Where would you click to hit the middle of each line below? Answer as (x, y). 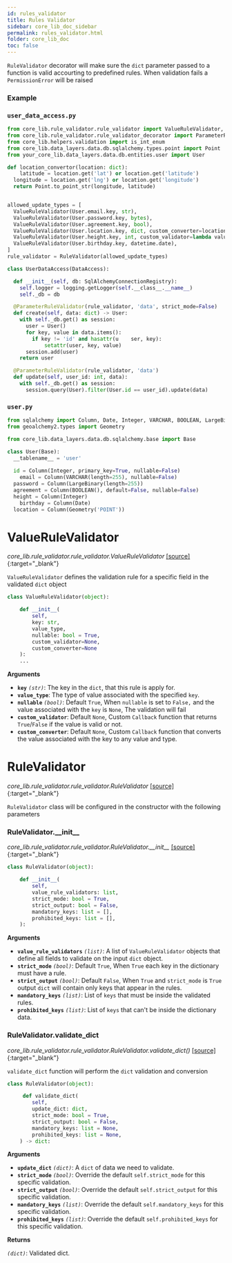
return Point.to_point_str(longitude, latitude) (85, 187)
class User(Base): (33, 451)
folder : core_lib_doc (38, 39)
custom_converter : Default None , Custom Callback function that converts (119, 732)
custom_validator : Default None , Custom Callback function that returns (117, 717)
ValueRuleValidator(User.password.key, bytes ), (83, 218)
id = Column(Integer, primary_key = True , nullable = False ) (97, 471)
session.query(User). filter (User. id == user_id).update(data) (117, 390)
